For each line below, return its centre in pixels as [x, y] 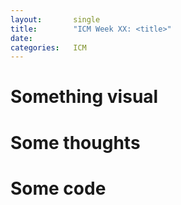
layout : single [55, 19]
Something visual [84, 97]
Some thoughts [75, 142]
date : [21, 38]
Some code [58, 188]
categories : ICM [48, 47]
